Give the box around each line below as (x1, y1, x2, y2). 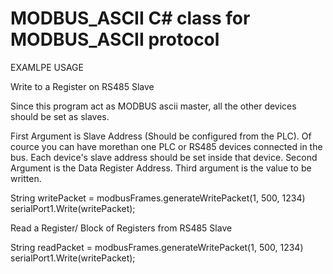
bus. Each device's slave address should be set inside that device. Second (10, 151, 318, 163)
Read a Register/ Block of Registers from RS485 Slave (10, 222, 233, 234)
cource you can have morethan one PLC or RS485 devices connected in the (10, 140, 323, 152)
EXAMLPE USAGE (10, 61, 84, 73)
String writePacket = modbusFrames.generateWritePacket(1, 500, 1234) (10, 192, 306, 204)
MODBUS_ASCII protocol (10, 28, 220, 51)
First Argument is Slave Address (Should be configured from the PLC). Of (10, 130, 312, 142)
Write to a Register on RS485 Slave (10, 80, 155, 92)
